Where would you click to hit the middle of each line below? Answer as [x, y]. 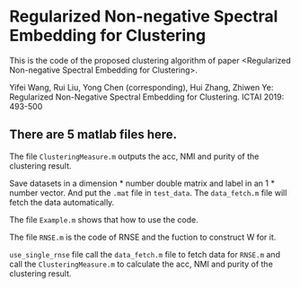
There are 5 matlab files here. [93, 135]
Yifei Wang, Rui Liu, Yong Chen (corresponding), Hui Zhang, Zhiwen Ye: [141, 87]
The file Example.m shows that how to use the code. [104, 219]
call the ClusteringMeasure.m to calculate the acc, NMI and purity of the [141, 264]
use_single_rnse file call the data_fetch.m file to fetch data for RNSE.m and [145, 254]
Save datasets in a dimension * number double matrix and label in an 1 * [142, 183]
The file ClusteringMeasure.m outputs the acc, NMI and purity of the [134, 156]
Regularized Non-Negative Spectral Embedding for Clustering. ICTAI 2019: [147, 97]
